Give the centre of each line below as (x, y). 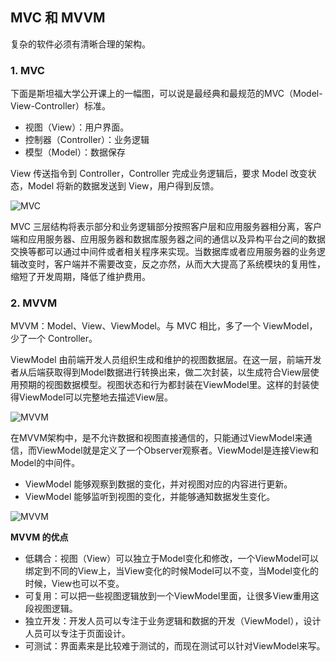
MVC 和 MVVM (58, 18)
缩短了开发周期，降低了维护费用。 (80, 277)
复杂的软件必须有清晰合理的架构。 (80, 44)
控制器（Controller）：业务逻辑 (87, 140)
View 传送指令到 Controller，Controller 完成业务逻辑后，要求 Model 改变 (159, 174)
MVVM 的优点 (39, 537)
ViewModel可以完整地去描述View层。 (95, 397)
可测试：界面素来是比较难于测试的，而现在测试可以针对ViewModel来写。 (175, 646)
